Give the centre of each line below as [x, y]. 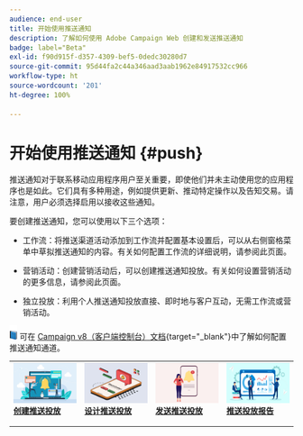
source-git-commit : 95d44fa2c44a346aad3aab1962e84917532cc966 [129, 67]
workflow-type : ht [44, 77]
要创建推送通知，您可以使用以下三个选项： [88, 222]
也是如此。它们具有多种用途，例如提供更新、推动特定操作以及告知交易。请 [155, 191]
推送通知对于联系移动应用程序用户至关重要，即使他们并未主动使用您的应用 [147, 179]
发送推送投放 [179, 411]
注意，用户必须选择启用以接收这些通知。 [84, 202]
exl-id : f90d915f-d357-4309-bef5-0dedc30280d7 [98, 57]
